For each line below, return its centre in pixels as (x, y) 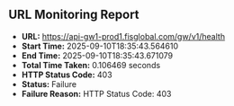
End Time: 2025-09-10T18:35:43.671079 (97, 55)
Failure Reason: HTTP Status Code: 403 (96, 93)
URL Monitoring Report (74, 15)
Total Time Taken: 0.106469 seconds (91, 65)
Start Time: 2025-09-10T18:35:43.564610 (100, 46)
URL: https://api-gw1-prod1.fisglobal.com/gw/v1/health (123, 36)
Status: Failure (49, 84)
